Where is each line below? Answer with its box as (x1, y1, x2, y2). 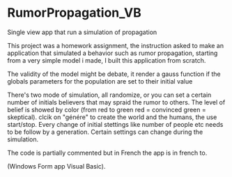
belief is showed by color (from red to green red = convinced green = (7, 105, 207, 114)
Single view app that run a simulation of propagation (7, 28, 157, 36)
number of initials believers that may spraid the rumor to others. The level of (7, 98, 226, 106)
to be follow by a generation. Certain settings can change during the (7, 128, 203, 136)
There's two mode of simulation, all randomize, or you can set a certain (7, 91, 212, 99)
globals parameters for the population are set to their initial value (7, 77, 193, 85)
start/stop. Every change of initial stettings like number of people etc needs (7, 120, 224, 128)
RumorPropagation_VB (7, 5, 141, 21)
